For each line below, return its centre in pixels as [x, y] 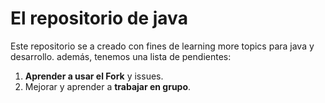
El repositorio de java [99, 18]
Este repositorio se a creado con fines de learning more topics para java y [162, 46]
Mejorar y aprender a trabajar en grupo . [108, 86]
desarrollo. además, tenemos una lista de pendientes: [121, 56]
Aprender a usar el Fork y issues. [94, 76]
